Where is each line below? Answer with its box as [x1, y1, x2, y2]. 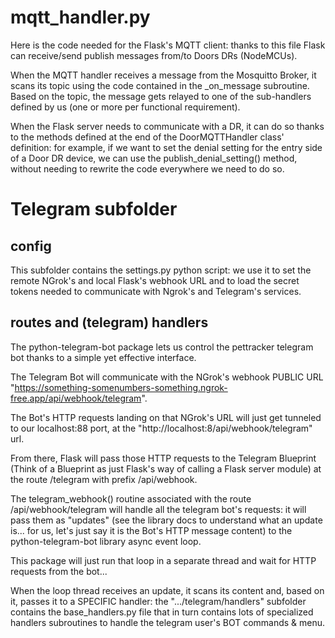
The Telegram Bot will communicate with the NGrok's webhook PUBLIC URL [10, 371, 324, 383]
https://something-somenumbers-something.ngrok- [14, 381, 228, 393]
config [10, 237, 52, 255]
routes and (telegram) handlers [10, 314, 209, 331]
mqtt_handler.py [10, 6, 151, 29]
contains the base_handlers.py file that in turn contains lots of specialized [10, 606, 314, 618]
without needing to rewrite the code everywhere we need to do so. [10, 162, 285, 175]
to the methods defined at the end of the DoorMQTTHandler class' [10, 131, 285, 143]
